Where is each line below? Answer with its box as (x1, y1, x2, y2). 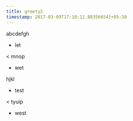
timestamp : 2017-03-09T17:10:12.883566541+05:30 (6, 14, 127, 20)
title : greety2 (6, 8, 43, 15)
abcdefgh (6, 30, 29, 37)
